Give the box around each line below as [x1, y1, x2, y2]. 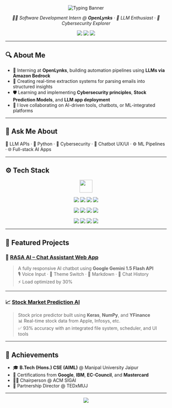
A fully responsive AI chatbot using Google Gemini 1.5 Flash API [17, 265, 154, 271]
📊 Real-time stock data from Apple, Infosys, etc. [17, 318, 121, 324]
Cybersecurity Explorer [61, 20, 111, 26]
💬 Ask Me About [5, 127, 58, 136]
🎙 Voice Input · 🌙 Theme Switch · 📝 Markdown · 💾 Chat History [17, 271, 149, 277]
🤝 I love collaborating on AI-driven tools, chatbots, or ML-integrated [12, 102, 156, 108]
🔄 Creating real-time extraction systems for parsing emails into [12, 78, 145, 84]
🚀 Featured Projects [5, 238, 70, 247]
